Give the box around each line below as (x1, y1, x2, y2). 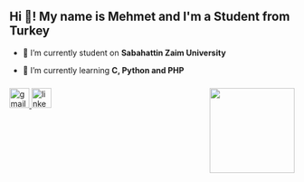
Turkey (9, 24, 50, 39)
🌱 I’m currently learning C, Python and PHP (22, 64, 185, 75)
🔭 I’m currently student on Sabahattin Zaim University (22, 47, 226, 58)
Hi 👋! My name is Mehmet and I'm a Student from (9, 9, 290, 24)
